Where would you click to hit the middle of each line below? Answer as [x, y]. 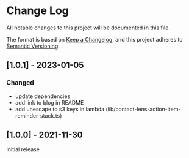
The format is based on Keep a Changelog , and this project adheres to [94, 39]
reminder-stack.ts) [38, 115]
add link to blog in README [49, 102]
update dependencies [43, 96]
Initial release [23, 149]
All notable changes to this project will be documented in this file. [88, 28]
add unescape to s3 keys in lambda [60, 109]
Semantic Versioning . [33, 46]
